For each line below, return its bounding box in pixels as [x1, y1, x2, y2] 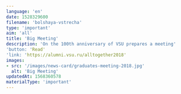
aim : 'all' [6, 30, 33, 36]
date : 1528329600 [6, 14, 48, 20]
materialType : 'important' [6, 79, 72, 85]
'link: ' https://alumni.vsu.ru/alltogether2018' [6, 52, 127, 58]
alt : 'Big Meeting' [11, 68, 59, 74]
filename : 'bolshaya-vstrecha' [6, 19, 82, 25]
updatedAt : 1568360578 [6, 74, 61, 79]
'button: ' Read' [6, 47, 46, 53]
